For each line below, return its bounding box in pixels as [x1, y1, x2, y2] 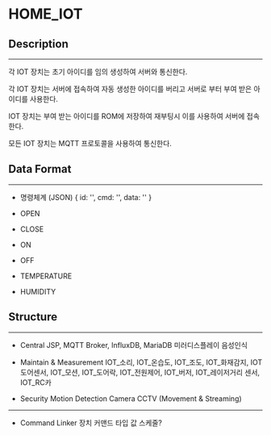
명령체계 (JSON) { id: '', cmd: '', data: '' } [19, 192, 152, 202]
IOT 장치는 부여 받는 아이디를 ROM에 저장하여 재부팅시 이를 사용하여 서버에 [8, 111, 245, 121]
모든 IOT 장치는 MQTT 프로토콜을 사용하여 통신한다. [8, 139, 172, 148]
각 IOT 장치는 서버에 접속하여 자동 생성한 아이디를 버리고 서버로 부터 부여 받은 [8, 84, 252, 94]
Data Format [8, 162, 72, 176]
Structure [8, 310, 58, 324]
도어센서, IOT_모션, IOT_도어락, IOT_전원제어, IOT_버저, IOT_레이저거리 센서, [19, 367, 261, 377]
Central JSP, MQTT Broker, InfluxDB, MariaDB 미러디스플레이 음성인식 [19, 340, 248, 349]
